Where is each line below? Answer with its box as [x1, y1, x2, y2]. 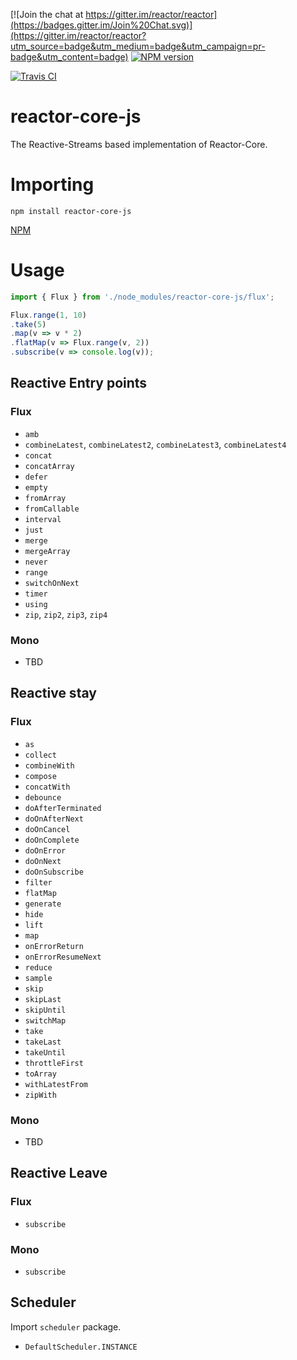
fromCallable [24, 504, 80, 514]
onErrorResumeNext [24, 952, 102, 962]
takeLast [24, 1037, 62, 1047]
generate [24, 899, 62, 909]
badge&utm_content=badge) [10, 51, 129, 63]
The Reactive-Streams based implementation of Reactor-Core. [10, 138, 268, 150]
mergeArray [24, 546, 71, 556]
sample [24, 973, 53, 983]
